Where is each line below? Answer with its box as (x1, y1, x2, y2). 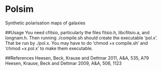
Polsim (5, 3, 34, 15)
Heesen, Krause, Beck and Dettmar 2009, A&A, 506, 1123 (5, 60, 122, 66)
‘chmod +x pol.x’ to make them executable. (5, 45, 93, 51)
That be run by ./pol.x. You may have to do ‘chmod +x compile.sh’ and (5, 40, 148, 46)
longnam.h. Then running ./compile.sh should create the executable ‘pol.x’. (5, 35, 158, 41)
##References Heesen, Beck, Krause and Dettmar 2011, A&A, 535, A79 (5, 55, 149, 61)
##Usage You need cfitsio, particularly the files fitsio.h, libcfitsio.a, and (5, 29, 150, 35)
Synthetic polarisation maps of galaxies (5, 20, 86, 26)
